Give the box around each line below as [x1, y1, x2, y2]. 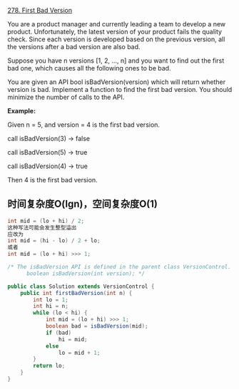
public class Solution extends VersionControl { [7, 283, 155, 290]
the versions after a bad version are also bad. [7, 43, 141, 51]
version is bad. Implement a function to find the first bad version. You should [7, 85, 233, 93]
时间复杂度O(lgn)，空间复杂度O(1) [7, 198, 158, 210]
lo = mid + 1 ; [58, 349, 101, 356]
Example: [7, 107, 36, 115]
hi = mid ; [58, 336, 88, 343]
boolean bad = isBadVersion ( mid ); [45, 323, 148, 330]
